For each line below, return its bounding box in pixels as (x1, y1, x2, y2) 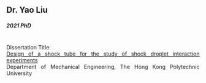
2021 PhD (6, 21, 32, 29)
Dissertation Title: (6, 44, 51, 51)
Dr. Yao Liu (6, 5, 48, 15)
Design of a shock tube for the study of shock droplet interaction (6, 50, 200, 57)
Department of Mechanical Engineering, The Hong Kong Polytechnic (6, 63, 200, 71)
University (6, 70, 32, 77)
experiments (6, 57, 38, 64)
